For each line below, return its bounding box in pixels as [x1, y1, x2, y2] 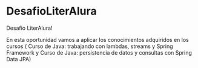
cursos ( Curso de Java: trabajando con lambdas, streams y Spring [6, 42, 174, 50]
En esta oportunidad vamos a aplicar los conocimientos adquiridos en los [6, 36, 189, 43]
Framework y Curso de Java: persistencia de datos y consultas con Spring [6, 49, 193, 56]
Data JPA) [6, 55, 31, 63]
